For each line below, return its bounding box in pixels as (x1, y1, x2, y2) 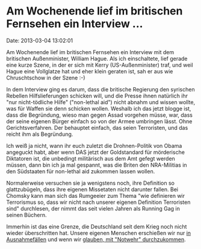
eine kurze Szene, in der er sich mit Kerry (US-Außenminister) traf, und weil (6, 61, 194, 69)
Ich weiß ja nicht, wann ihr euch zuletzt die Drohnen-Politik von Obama (6, 142, 182, 149)
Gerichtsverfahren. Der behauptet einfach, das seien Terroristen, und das (6, 124, 188, 131)
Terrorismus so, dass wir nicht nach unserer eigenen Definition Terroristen (6, 198, 191, 206)
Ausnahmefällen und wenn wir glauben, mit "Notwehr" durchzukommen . (6, 236, 186, 243)
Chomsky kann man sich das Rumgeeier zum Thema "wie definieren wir (6, 192, 185, 199)
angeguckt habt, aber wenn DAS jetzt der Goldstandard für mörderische (6, 149, 185, 156)
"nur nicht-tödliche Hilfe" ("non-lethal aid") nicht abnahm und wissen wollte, (6, 98, 196, 106)
